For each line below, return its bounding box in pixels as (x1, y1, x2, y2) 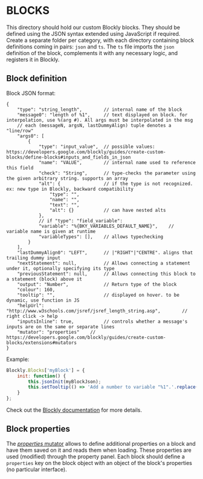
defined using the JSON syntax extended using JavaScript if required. (6, 30, 181, 37)
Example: (6, 355, 30, 363)
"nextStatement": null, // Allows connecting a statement (17, 260, 190, 266)
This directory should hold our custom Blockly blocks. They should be (6, 24, 181, 31)
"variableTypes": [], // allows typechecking (38, 234, 164, 240)
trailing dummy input (6, 255, 61, 261)
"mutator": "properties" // (17, 329, 96, 335)
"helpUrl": (17, 302, 45, 309)
